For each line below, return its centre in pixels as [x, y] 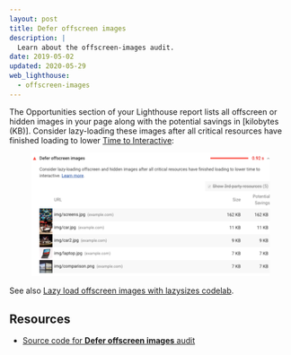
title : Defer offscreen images [68, 28]
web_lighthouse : [40, 76]
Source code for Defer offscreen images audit [109, 341]
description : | [38, 38]
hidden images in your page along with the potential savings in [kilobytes [144, 121]
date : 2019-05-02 [42, 57]
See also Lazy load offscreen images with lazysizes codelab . [122, 290]
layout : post [34, 19]
